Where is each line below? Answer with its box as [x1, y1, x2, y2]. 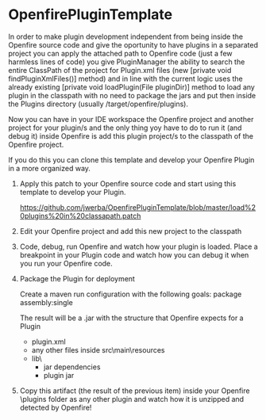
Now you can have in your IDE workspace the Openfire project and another [8, 114, 254, 124]
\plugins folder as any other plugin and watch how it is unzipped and [19, 394, 245, 403]
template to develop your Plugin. [19, 187, 126, 197]
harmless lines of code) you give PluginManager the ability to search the [8, 57, 245, 67]
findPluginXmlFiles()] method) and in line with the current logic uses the [8, 74, 244, 83]
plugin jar [43, 370, 75, 380]
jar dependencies [43, 362, 101, 372]
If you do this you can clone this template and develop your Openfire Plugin [8, 155, 255, 164]
